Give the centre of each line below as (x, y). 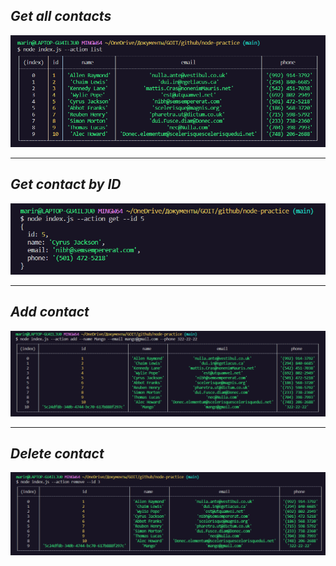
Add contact (50, 312)
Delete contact (57, 453)
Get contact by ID (66, 184)
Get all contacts (61, 16)
